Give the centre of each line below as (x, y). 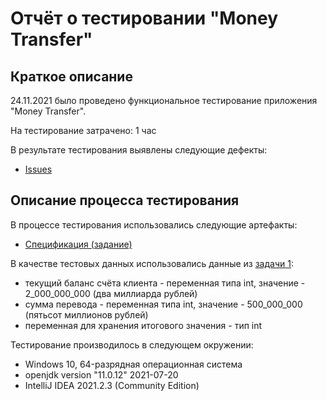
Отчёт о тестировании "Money (144, 18)
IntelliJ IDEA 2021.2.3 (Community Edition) (112, 385)
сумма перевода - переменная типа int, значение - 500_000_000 (163, 304)
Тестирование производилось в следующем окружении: (132, 344)
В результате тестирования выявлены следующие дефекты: (139, 150)
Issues (38, 169)
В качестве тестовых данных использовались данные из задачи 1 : (152, 263)
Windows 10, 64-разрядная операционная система (133, 364)
